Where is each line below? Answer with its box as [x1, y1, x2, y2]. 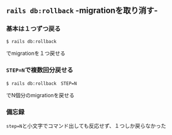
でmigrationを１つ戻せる [6, 50, 66, 57]
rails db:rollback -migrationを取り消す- [6, 5, 158, 16]
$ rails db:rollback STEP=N [6, 80, 77, 87]
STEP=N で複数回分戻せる [6, 65, 74, 74]
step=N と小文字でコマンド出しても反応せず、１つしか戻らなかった [6, 123, 167, 130]
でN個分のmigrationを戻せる [6, 91, 75, 98]
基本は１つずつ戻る [6, 25, 61, 33]
